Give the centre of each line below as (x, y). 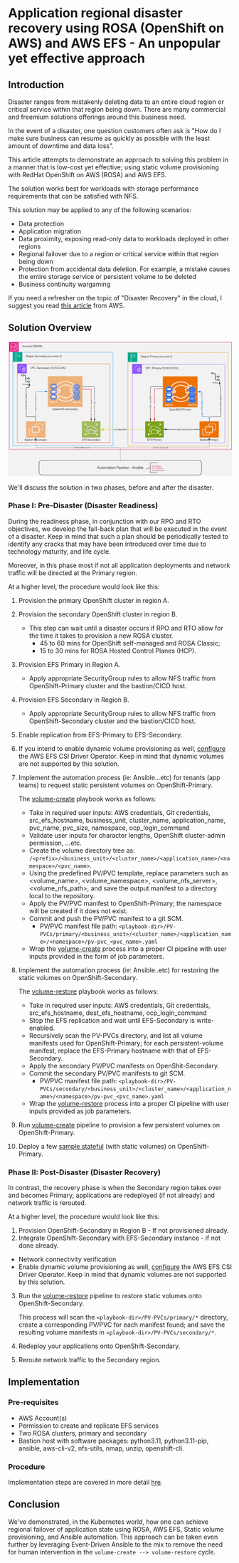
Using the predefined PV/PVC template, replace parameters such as (128, 873)
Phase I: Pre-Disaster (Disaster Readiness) (83, 505)
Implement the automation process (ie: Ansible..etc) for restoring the (119, 970)
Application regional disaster (96, 13)
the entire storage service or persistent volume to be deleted (107, 277)
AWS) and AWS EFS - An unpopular (115, 43)
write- (205, 1020)
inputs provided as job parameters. (80, 1111)
